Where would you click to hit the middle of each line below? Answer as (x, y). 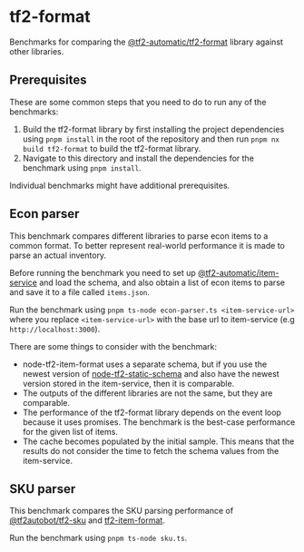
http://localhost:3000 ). (55, 329)
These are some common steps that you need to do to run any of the (138, 102)
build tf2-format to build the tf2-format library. (112, 148)
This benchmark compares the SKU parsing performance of (122, 511)
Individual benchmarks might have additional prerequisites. (120, 185)
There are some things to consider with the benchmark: (113, 346)
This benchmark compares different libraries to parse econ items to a (139, 236)
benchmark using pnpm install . (82, 168)
